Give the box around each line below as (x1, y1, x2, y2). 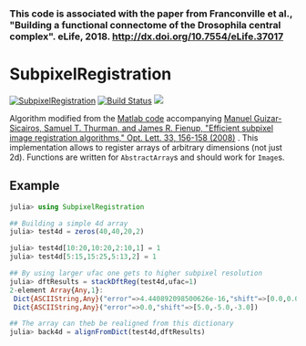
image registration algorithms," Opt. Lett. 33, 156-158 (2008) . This (9, 131, 259, 143)
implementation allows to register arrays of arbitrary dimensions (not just (9, 142, 282, 152)
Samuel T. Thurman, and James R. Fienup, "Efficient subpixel (44, 122, 274, 133)
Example (9, 178, 60, 194)
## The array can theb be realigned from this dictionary (9, 319, 234, 329)
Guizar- (253, 112, 282, 123)
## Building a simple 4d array (9, 218, 128, 228)
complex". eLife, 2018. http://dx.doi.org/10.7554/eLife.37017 (9, 30, 284, 43)
